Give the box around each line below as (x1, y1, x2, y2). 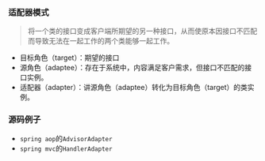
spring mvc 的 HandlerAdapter (19, 144, 113, 153)
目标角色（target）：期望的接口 (19, 53, 120, 62)
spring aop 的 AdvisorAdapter (19, 133, 113, 143)
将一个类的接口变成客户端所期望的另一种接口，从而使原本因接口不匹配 (27, 26, 258, 36)
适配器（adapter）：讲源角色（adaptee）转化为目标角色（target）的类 (19, 83, 248, 92)
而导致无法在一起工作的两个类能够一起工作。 (27, 36, 175, 46)
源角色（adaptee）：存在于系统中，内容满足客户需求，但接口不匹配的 (19, 63, 245, 73)
